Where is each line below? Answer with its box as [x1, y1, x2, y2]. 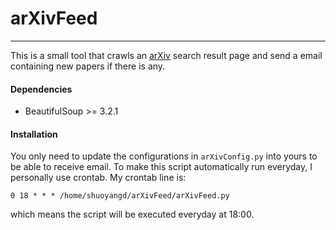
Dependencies [10, 83, 73, 95]
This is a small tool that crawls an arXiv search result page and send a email [10, 49, 323, 61]
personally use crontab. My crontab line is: [10, 172, 187, 184]
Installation [10, 128, 58, 140]
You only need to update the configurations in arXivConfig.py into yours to [10, 150, 318, 162]
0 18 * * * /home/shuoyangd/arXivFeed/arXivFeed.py [10, 191, 230, 201]
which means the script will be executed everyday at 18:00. [10, 208, 255, 221]
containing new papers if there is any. [10, 60, 166, 72]
